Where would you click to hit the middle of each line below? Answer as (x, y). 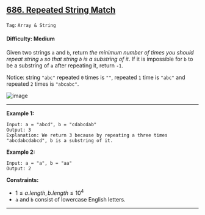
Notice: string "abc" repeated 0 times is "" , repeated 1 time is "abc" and (96, 77)
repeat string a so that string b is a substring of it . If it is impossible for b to (100, 59)
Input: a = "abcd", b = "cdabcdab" (52, 125)
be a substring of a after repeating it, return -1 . (65, 66)
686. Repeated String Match (61, 10)
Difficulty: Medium (31, 39)
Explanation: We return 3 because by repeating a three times (87, 135)
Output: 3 (19, 130)
